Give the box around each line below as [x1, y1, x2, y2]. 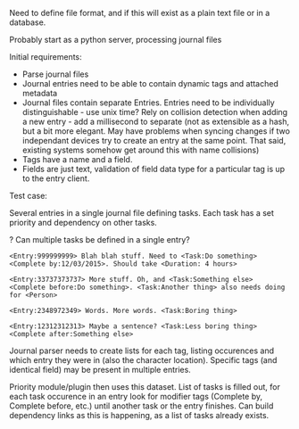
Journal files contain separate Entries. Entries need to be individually [21, 97, 275, 108]
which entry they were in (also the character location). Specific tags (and [9, 355, 278, 365]
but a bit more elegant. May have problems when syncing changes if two [21, 126, 290, 136]
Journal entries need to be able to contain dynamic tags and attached [21, 78, 278, 88]
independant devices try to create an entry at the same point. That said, [21, 136, 287, 145]
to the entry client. [21, 173, 90, 184]
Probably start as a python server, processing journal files [9, 35, 222, 45]
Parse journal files [21, 69, 89, 79]
